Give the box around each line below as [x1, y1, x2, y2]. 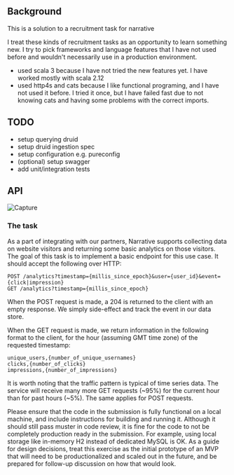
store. [7, 312, 25, 321]
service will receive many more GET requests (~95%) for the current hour [7, 386, 220, 394]
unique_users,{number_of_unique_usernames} [7, 354, 137, 362]
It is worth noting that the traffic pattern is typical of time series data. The [7, 378, 219, 387]
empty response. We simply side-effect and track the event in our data [7, 305, 212, 313]
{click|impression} [7, 279, 64, 286]
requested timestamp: [7, 340, 71, 349]
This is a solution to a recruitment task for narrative [7, 24, 155, 32]
